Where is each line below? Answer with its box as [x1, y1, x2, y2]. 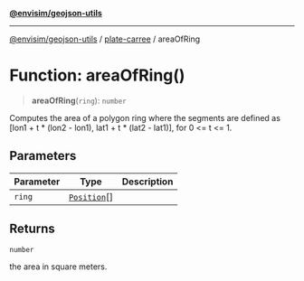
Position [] [68, 190, 113, 202]
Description [121, 175, 174, 188]
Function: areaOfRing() [9, 65, 185, 86]
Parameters [9, 148, 77, 164]
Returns [9, 221, 56, 237]
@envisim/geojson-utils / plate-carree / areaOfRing [9, 33, 201, 44]
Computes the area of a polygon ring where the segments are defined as [9, 112, 280, 123]
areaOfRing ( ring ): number [31, 95, 127, 106]
